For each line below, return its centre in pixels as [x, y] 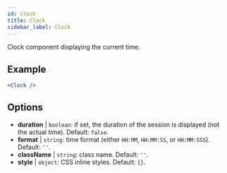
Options [25, 108]
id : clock [22, 14]
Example [27, 69]
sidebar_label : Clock [39, 27]
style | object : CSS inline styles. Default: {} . [81, 162]
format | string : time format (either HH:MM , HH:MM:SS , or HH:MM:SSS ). [114, 139]
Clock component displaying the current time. [74, 47]
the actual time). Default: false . [63, 132]
